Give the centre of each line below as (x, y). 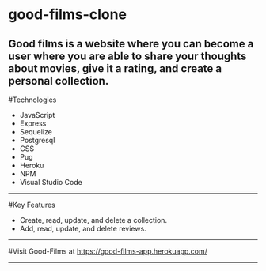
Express (33, 123)
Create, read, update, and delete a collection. (93, 220)
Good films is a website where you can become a (131, 44)
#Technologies (32, 100)
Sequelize (36, 132)
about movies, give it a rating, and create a (115, 68)
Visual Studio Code (51, 182)
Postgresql (37, 140)
